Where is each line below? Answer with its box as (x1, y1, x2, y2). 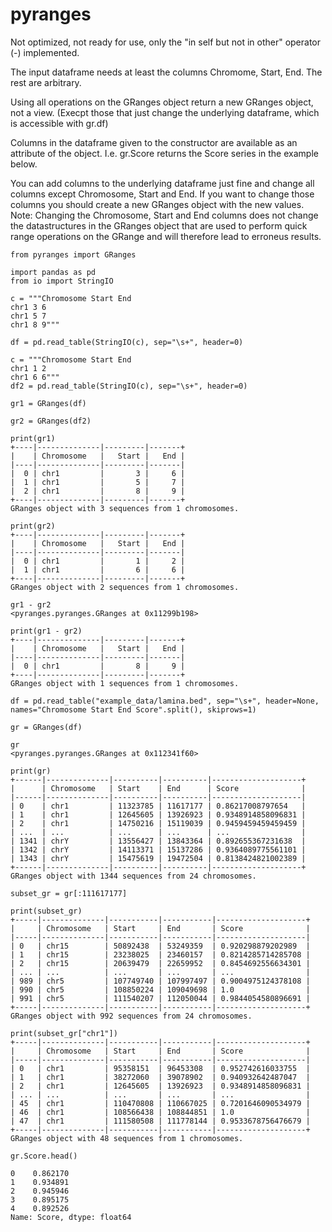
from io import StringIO (10, 276, 114, 286)
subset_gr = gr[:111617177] (10, 888, 128, 898)
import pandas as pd (10, 267, 97, 277)
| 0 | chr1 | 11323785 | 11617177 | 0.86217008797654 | (10, 801, 307, 811)
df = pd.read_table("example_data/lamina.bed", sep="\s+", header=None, (10, 696, 320, 706)
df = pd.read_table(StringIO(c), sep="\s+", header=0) (10, 337, 244, 347)
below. (10, 158, 38, 170)
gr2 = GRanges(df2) (10, 416, 92, 426)
